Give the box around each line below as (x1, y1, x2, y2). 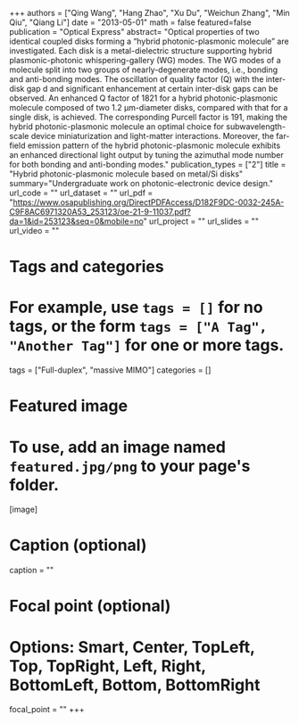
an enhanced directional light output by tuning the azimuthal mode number (9, 150, 284, 160)
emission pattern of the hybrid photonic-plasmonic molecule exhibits (27, 140, 281, 151)
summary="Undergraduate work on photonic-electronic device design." (9, 178, 274, 188)
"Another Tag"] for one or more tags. (9, 335, 285, 356)
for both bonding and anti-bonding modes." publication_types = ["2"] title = (9, 160, 287, 169)
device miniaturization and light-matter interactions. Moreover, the (30, 131, 275, 141)
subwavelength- (226, 121, 287, 132)
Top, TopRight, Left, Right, (9, 655, 207, 676)
